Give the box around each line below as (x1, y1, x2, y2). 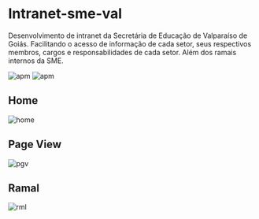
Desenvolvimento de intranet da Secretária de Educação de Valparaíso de (8, 31, 248, 40)
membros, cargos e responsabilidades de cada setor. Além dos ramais (8, 47, 237, 57)
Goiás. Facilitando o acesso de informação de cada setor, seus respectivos (8, 39, 252, 48)
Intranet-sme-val (8, 5, 123, 23)
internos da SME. (8, 56, 65, 65)
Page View (8, 138, 61, 151)
